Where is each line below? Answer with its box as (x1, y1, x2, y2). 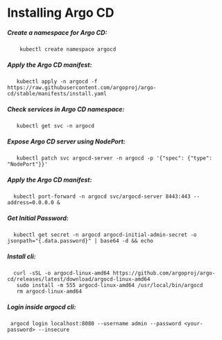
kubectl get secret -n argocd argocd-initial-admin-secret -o (13, 231, 197, 238)
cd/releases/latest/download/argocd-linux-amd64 (7, 275, 151, 283)
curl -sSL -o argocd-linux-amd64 (13, 270, 110, 277)
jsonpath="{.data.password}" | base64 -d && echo (7, 238, 154, 245)
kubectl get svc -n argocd (16, 123, 95, 130)
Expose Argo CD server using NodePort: (7, 137, 126, 146)
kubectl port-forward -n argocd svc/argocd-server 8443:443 (13, 193, 191, 200)
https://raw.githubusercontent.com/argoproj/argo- (7, 84, 157, 91)
